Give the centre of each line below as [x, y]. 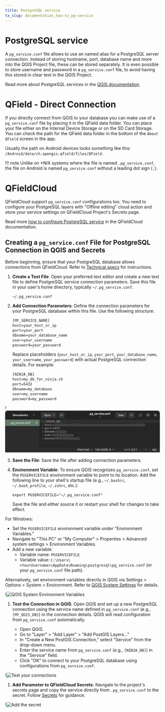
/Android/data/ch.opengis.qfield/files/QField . [54, 154]
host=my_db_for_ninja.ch [38, 379]
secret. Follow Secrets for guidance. [49, 695]
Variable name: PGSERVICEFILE [50, 554]
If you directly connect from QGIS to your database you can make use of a [80, 118]
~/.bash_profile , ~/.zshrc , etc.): [45, 485]
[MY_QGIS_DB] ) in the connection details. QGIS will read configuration [81, 614]
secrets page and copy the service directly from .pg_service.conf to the [85, 690]
